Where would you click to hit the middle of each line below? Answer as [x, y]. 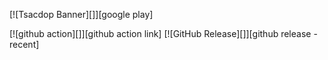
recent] [24, 44]
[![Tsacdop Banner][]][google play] [81, 14]
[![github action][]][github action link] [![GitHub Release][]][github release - [163, 33]
